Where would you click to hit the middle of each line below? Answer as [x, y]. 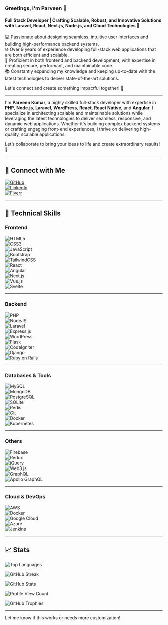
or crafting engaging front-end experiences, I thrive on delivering [72, 129]
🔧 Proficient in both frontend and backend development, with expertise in [80, 60]
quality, [13, 134]
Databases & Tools [28, 375]
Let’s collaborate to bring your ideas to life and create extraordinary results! [83, 144]
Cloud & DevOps [25, 497]
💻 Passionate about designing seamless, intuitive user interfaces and [77, 37]
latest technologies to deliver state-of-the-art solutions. [62, 79]
